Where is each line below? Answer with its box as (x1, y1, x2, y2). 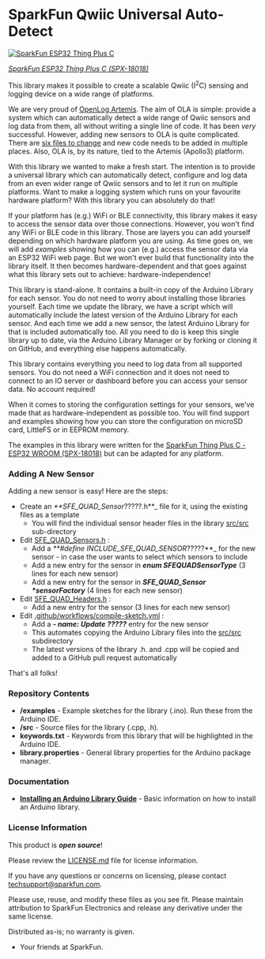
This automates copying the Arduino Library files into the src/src (31, 627, 241, 637)
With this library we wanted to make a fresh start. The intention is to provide (8, 161, 256, 171)
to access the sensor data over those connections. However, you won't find (8, 219, 255, 229)
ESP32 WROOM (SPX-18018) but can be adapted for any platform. (8, 449, 224, 458)
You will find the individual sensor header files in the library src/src (31, 518, 249, 528)
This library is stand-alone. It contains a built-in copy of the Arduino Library (8, 285, 254, 294)
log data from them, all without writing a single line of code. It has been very (8, 121, 256, 131)
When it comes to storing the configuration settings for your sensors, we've (8, 400, 255, 409)
